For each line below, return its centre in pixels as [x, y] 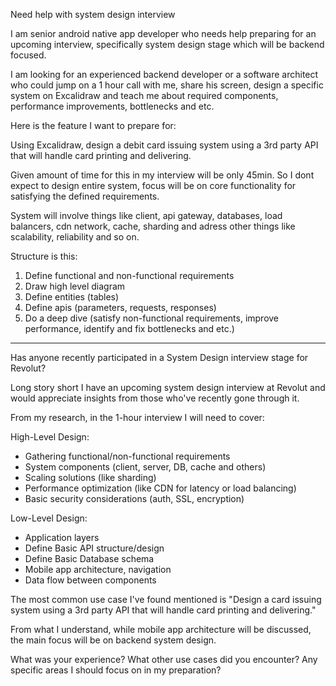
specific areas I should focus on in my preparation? [116, 670]
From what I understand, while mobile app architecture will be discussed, [161, 629]
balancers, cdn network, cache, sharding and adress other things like [153, 226]
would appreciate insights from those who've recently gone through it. [155, 398]
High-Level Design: [50, 437]
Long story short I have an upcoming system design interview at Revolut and [168, 387]
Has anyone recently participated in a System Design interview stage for [159, 357]
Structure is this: [44, 256]
